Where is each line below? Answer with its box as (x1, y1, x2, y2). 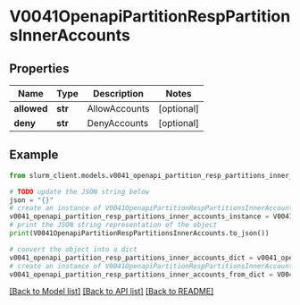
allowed (13, 103, 48, 114)
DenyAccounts (87, 117, 149, 129)
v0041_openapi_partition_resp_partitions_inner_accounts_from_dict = (9, 270, 274, 279)
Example (9, 148, 59, 163)
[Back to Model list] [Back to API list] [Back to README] (9, 286, 214, 297)
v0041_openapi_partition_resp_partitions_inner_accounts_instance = (9, 212, 270, 221)
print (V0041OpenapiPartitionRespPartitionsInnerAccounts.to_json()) (9, 229, 270, 238)
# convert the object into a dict (9, 244, 138, 254)
